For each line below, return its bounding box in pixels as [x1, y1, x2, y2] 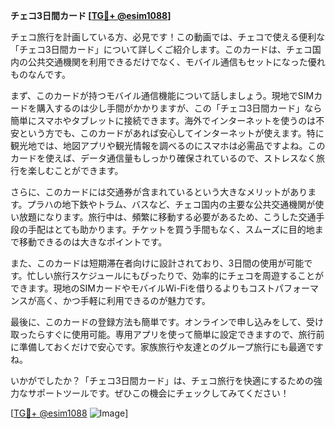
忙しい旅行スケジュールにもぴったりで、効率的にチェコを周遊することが [26, 270, 325, 281]
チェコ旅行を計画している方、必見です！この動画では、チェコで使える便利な [10, 31, 326, 43]
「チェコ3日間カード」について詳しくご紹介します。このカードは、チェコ [10, 44, 313, 55]
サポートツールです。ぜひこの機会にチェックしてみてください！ [27, 387, 290, 399]
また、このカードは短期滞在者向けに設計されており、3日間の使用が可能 [10, 257, 305, 269]
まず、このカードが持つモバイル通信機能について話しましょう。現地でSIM [10, 90, 315, 101]
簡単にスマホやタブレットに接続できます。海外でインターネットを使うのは [10, 115, 317, 126]
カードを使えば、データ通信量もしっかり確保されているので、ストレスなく [10, 152, 317, 164]
